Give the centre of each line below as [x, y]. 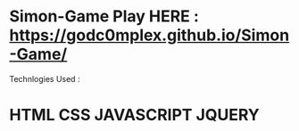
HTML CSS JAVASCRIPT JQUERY [135, 115]
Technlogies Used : [45, 78]
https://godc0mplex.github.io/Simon [149, 35]
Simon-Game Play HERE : [104, 16]
